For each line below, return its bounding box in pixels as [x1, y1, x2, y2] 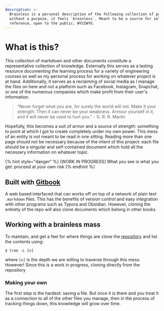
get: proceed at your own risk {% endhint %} [5, 164, 95, 170]
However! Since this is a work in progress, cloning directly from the [5, 262, 140, 268]
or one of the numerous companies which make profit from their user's [5, 89, 148, 95]
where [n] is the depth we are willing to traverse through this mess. [5, 256, 141, 262]
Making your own [5, 279, 47, 286]
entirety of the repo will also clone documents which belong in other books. [5, 207, 157, 212]
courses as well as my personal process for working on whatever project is [5, 74, 156, 79]
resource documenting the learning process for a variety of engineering [5, 68, 150, 74]
